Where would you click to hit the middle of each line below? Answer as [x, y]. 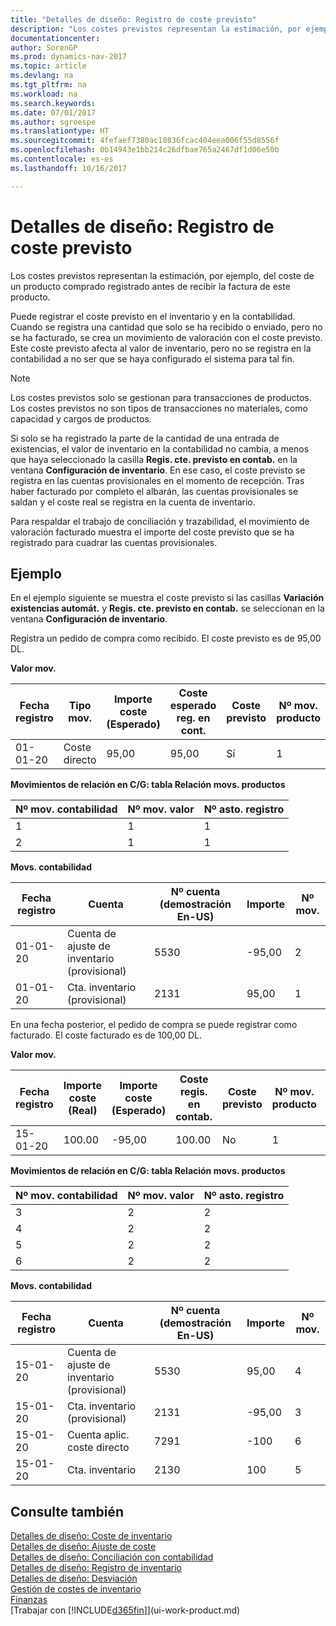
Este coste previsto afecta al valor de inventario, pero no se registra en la [161, 348]
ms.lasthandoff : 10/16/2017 [69, 168]
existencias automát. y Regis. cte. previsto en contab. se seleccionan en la [167, 608]
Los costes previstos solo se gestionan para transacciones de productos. [161, 397]
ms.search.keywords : [53, 103]
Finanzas [29, 1600]
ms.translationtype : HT [60, 131]
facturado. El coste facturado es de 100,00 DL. [106, 1035]
